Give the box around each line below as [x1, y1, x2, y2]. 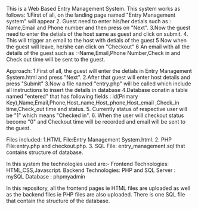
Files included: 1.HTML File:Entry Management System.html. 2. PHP [6, 136, 172, 143]
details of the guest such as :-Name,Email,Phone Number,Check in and [6, 50, 181, 56]
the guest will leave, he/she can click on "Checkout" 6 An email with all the [6, 43, 190, 50]
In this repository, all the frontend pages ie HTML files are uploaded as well [6, 185, 191, 192]
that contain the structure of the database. [6, 197, 110, 204]
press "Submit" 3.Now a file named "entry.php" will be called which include [6, 80, 191, 87]
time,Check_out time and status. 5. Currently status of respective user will [6, 106, 188, 112]
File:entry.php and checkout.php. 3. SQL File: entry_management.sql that [6, 143, 185, 149]
